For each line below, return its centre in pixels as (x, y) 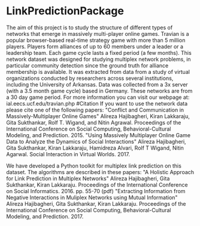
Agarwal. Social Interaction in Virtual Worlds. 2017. (68, 154)
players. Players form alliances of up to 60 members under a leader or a (95, 47)
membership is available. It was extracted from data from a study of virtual (98, 72)
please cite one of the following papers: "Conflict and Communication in (95, 110)
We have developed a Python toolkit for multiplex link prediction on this (94, 166)
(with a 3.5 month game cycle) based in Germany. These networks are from (99, 91)
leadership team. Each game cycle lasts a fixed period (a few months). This (99, 52)
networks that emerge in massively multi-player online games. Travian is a (98, 33)
